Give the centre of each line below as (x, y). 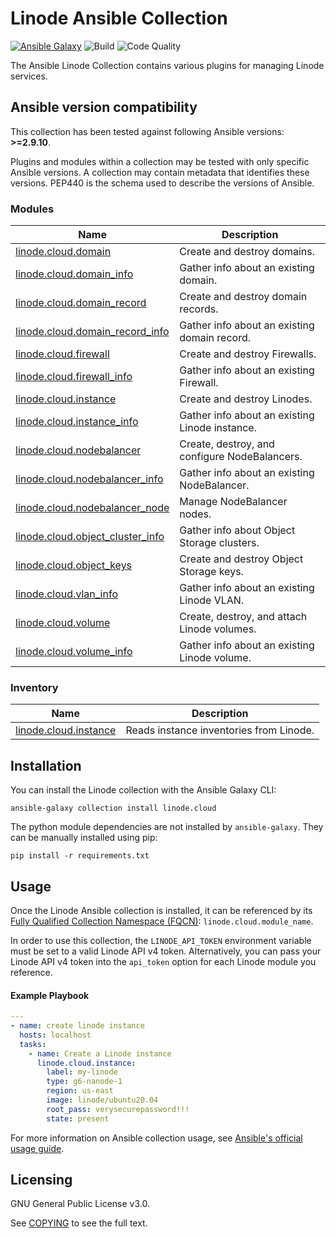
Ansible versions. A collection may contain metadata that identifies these (160, 172)
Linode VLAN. (212, 600)
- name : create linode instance (77, 1026)
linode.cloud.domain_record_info (92, 332)
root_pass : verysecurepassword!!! (118, 1109)
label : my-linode (82, 1072)
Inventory (34, 687)
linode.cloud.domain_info (74, 274)
